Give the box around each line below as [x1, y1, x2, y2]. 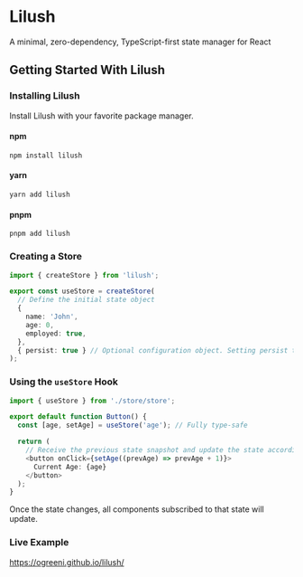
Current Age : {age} [32, 462, 106, 471]
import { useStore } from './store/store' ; [9, 396, 176, 405]
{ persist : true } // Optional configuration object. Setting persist [17, 345, 289, 355]
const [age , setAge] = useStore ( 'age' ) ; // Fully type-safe [17, 421, 248, 430]
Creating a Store [9, 251, 83, 263]
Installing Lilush [9, 90, 80, 102]
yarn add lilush [9, 190, 70, 200]
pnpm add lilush [9, 229, 70, 239]
